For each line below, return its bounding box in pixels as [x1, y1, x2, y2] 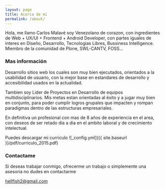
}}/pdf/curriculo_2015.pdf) [5, 140, 58, 146]
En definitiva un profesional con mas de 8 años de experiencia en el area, [5, 114, 155, 120]
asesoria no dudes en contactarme [5, 168, 77, 174]
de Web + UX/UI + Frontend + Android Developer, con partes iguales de [5, 35, 152, 41]
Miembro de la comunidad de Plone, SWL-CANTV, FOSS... [5, 45, 124, 52]
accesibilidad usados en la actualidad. [5, 79, 83, 85]
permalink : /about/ [5, 16, 45, 21]
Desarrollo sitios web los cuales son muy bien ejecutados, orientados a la [5, 69, 155, 75]
